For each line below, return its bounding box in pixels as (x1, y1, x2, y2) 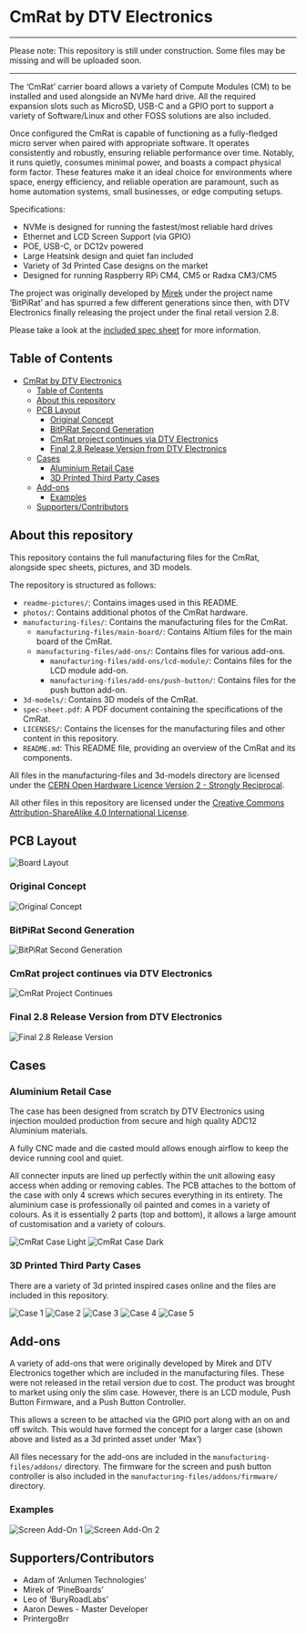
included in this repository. (9, 1289, 109, 1301)
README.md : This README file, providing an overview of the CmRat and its (22, 742, 296, 754)
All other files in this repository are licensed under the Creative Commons (9, 796, 285, 808)
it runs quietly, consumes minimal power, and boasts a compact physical (9, 157, 282, 168)
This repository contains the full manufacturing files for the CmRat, (9, 552, 260, 563)
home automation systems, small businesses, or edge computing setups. (9, 185, 283, 197)
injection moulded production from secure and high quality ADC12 (9, 1116, 258, 1127)
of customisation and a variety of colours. (9, 1219, 166, 1230)
